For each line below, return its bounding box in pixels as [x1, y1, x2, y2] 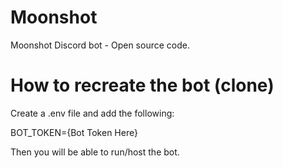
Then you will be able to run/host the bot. [10, 146, 180, 158]
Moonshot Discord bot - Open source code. [10, 39, 190, 51]
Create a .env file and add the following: [10, 107, 175, 119]
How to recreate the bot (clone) [10, 74, 275, 97]
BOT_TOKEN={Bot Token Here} [10, 126, 138, 138]
